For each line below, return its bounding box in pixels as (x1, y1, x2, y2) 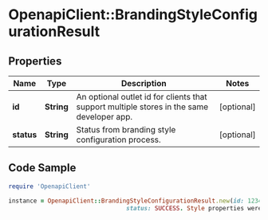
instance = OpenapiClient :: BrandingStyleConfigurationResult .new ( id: (8, 197, 245, 205)
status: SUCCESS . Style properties (126, 204, 245, 212)
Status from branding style (76, 124, 176, 135)
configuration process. (76, 134, 161, 145)
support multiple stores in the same (76, 101, 209, 112)
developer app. (76, 112, 133, 122)
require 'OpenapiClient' (8, 182, 91, 191)
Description (120, 78, 167, 88)
